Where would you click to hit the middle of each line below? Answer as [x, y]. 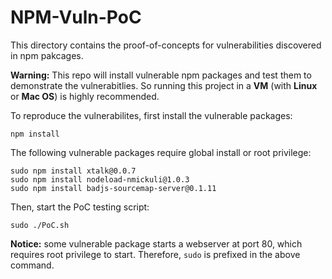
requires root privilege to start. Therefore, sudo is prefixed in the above [155, 254]
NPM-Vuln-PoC [76, 17]
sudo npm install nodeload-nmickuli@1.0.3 [100, 179]
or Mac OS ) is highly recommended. [85, 96]
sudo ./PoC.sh [40, 225]
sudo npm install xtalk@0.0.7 [73, 171]
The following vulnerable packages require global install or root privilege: [161, 152]
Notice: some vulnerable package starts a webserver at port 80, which [156, 243]
